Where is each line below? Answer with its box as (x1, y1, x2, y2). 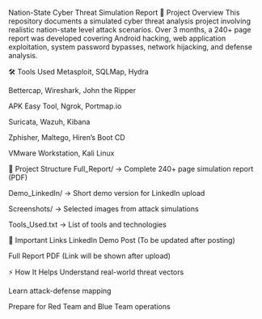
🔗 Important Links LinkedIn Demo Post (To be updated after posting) (8, 236, 236, 245)
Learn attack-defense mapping (8, 286, 112, 296)
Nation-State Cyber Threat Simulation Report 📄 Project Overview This (8, 8, 240, 17)
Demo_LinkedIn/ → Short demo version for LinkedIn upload (8, 189, 205, 198)
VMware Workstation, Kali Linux (8, 148, 115, 158)
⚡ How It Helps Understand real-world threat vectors (8, 267, 184, 277)
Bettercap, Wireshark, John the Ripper (8, 86, 136, 95)
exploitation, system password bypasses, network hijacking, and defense (8, 42, 253, 52)
